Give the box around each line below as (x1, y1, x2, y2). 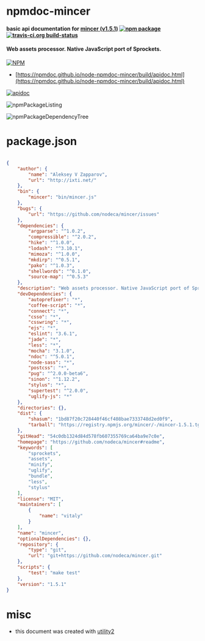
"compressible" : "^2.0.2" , (28, 234, 97, 240)
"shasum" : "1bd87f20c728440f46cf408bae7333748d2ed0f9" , (28, 416, 173, 422)
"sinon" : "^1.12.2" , (28, 377, 81, 383)
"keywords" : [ (17, 444, 53, 451)
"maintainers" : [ (17, 501, 62, 508)
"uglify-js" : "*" (28, 393, 72, 399)
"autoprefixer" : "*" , (28, 296, 84, 302)
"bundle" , (28, 473, 53, 479)
